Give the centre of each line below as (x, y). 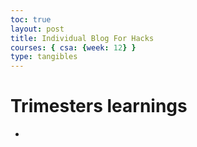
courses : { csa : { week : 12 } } (73, 47)
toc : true (31, 19)
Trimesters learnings (99, 106)
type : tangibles (44, 57)
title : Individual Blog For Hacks (82, 38)
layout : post (37, 29)
